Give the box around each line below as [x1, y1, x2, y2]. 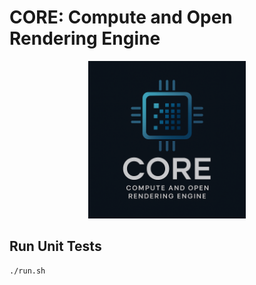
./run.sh [9, 266, 46, 276]
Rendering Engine [9, 27, 161, 50]
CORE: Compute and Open [9, 6, 233, 29]
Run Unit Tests [9, 238, 102, 255]
